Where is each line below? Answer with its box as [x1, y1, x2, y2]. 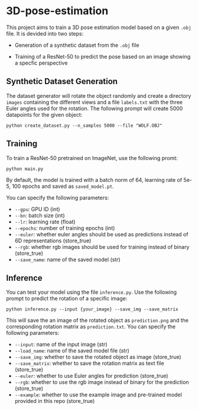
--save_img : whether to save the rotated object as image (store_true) [14, 354, 181, 361]
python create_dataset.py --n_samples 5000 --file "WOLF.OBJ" [6, 123, 163, 129]
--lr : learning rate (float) [14, 218, 76, 225]
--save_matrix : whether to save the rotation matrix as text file [14, 360, 164, 367]
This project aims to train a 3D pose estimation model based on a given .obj [6, 24, 191, 31]
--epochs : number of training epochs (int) [14, 224, 115, 232]
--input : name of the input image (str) [14, 341, 108, 348]
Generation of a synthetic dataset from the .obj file [14, 41, 139, 49]
